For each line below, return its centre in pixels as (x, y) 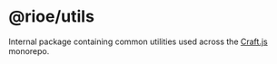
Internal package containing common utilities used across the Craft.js (138, 41)
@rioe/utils (51, 17)
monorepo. (29, 50)
